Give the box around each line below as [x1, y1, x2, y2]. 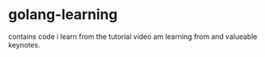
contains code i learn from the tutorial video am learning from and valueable [8, 32, 258, 41]
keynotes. [8, 40, 41, 49]
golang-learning [8, 6, 118, 24]
